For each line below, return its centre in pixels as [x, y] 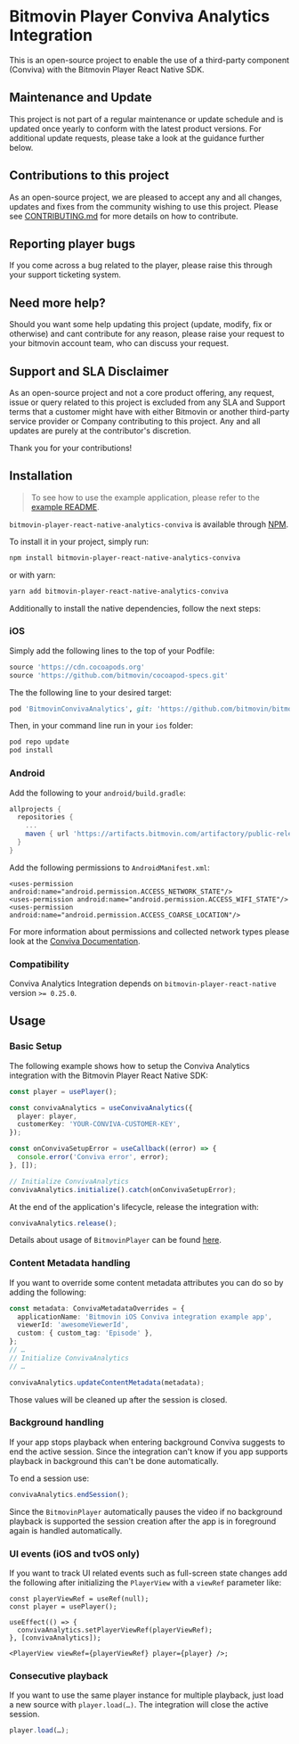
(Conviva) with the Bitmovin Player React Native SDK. [107, 70]
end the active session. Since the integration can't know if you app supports [149, 1452]
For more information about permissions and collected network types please [149, 931]
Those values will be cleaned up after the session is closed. [118, 1399]
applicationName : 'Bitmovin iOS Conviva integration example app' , [145, 1317]
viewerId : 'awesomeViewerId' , [73, 1325]
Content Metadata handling [70, 1263]
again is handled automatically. [66, 1530]
